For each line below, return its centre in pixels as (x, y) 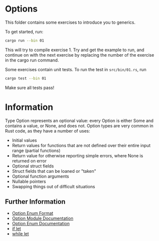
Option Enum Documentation (41, 224)
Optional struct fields (33, 166)
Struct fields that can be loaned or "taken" (54, 171)
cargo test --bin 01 (26, 78)
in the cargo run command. (32, 60)
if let (16, 229)
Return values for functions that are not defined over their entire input (81, 145)
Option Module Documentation (43, 218)
